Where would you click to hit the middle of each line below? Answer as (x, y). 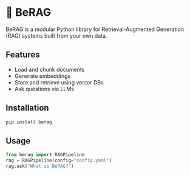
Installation (27, 108)
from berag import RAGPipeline (45, 155)
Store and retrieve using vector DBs (59, 82)
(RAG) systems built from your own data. (56, 35)
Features (23, 55)
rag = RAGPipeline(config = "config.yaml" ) (59, 160)
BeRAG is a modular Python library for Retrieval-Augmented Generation (95, 29)
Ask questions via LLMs (44, 89)
